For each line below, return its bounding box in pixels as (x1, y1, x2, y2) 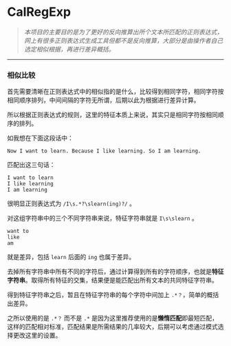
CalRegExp (7, 4, 71, 20)
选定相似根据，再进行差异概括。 (23, 45, 115, 53)
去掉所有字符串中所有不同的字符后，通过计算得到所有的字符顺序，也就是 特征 (7, 267, 224, 276)
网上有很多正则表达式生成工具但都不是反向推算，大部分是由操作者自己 (23, 36, 223, 45)
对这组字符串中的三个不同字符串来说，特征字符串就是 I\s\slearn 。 (7, 214, 198, 223)
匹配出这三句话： (7, 161, 56, 169)
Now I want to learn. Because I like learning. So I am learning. (7, 147, 201, 155)
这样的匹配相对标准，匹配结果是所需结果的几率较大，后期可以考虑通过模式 (7, 323, 218, 331)
